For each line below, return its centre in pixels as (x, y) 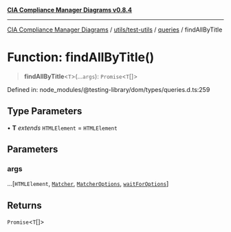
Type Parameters (45, 112)
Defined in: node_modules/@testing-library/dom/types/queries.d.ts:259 (109, 89)
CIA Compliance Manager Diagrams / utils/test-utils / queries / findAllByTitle (115, 30)
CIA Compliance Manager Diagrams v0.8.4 (70, 10)
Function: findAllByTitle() (81, 57)
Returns (25, 205)
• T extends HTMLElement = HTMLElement (63, 128)
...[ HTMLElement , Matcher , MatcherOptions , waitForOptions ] (88, 184)
